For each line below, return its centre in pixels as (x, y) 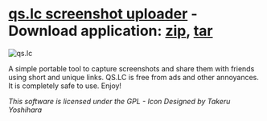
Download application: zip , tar (111, 31)
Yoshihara (25, 110)
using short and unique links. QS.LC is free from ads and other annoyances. (134, 77)
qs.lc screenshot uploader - (103, 14)
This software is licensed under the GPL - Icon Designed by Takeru (119, 101)
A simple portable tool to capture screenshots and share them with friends (131, 68)
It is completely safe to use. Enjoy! (65, 86)
